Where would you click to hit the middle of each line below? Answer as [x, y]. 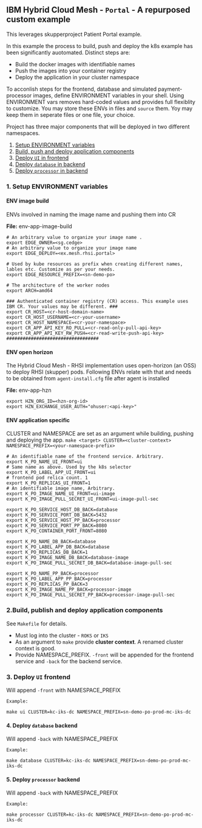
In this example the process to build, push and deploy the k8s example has [99, 46]
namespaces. [23, 133]
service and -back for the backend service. [69, 661]
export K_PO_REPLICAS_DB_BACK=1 [47, 552]
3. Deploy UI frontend [39, 677]
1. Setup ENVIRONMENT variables [57, 186]
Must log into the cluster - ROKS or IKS [62, 635]
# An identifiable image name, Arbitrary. [61, 489]
